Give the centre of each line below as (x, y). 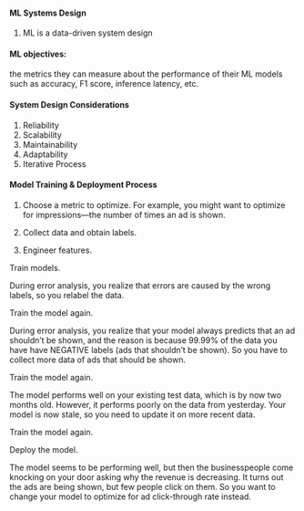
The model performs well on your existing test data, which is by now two (146, 395)
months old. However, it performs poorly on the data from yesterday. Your (148, 404)
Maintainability (50, 144)
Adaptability (45, 154)
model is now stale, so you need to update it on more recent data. (132, 414)
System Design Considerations (69, 104)
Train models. (35, 267)
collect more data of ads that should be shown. (98, 360)
